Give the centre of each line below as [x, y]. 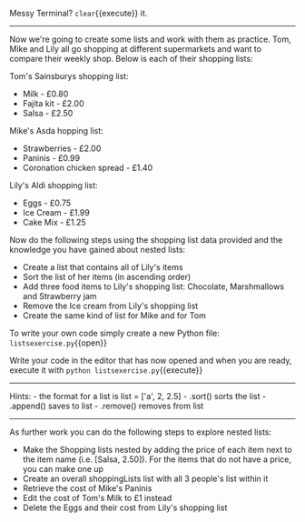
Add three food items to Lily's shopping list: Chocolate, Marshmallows [153, 286]
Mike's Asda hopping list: [57, 130]
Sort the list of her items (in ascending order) [107, 277]
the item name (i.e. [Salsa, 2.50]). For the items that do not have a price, [157, 459]
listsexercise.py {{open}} [58, 343]
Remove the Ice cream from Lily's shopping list [110, 306]
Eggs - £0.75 [47, 203]
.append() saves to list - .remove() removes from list [107, 406]
